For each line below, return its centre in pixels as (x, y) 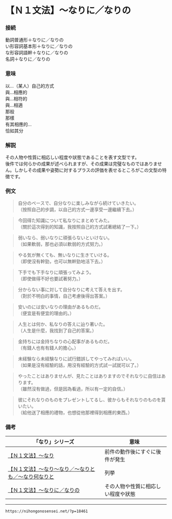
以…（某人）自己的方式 (30, 86)
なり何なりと (39, 476)
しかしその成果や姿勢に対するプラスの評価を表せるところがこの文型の (88, 170)
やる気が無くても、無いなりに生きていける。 (65, 255)
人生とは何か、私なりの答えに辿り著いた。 (63, 324)
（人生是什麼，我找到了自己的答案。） (57, 330)
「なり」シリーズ (53, 442)
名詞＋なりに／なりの (28, 59)
